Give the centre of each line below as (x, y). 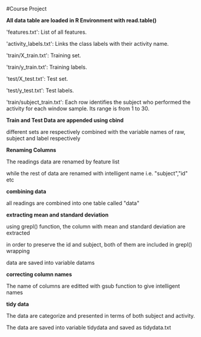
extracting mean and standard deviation (57, 215)
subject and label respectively (43, 138)
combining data (26, 191)
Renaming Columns (31, 150)
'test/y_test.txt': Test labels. (40, 90)
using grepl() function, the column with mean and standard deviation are (96, 226)
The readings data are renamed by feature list (63, 162)
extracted (18, 233)
